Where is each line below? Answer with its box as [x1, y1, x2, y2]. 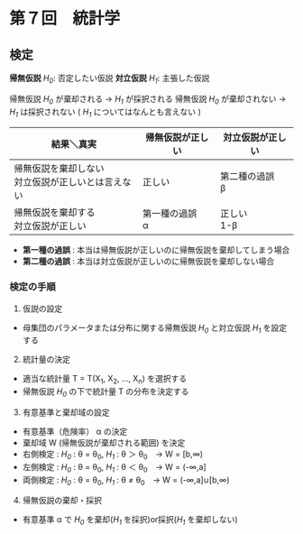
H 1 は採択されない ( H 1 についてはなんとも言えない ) [9, 106, 201, 119]
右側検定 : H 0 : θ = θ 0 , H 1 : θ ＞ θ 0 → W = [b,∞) [22, 448, 204, 461]
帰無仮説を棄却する [14, 207, 96, 219]
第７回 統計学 [9, 8, 121, 29]
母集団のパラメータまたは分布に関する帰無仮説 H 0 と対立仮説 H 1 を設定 [22, 322, 288, 335]
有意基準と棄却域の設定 [22, 407, 110, 418]
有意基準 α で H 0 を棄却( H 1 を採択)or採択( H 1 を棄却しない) [22, 514, 238, 528]
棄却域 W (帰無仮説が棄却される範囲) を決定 [22, 437, 186, 448]
